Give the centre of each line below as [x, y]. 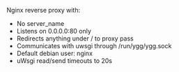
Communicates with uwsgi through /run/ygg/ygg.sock [94, 46]
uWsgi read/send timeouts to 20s [64, 61]
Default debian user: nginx [55, 53]
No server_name [40, 23]
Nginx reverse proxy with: [44, 10]
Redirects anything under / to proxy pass [75, 38]
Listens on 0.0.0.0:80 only [54, 31]
